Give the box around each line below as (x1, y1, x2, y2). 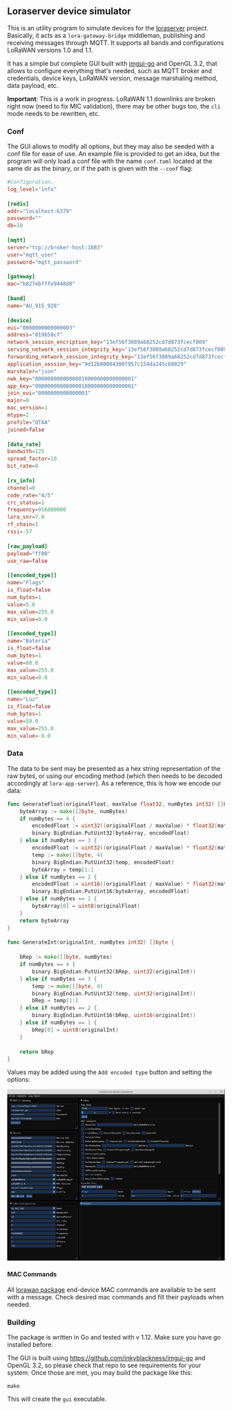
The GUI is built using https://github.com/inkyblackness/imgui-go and (7, 1353, 206, 1362)
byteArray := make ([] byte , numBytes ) (19, 808, 128, 814)
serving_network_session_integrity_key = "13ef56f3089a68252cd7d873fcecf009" (7, 346, 230, 353)
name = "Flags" (7, 580, 45, 587)
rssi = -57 (7, 528, 32, 535)
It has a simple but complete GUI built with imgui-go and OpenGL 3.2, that (7, 59, 217, 68)
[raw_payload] (7, 542, 48, 550)
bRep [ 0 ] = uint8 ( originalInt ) (32, 1026, 119, 1033)
